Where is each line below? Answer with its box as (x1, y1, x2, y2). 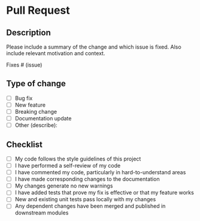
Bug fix (14, 94, 33, 102)
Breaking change (14, 108, 57, 115)
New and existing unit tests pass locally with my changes (14, 196, 156, 203)
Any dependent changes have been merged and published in (14, 202, 166, 210)
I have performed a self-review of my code (14, 162, 121, 169)
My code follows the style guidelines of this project (14, 155, 141, 162)
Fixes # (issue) (6, 61, 43, 68)
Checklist (6, 139, 43, 150)
